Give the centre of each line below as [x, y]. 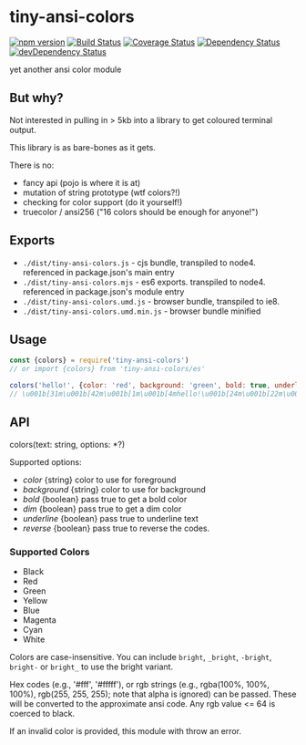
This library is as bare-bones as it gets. [83, 147]
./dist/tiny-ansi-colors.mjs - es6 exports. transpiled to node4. [144, 282]
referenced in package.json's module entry [103, 291]
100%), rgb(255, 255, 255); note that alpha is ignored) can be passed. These [153, 694]
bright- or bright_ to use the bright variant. [92, 667]
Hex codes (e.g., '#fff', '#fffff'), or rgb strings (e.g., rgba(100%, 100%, [140, 684]
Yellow [35, 600]
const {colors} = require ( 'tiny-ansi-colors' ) [99, 361]
